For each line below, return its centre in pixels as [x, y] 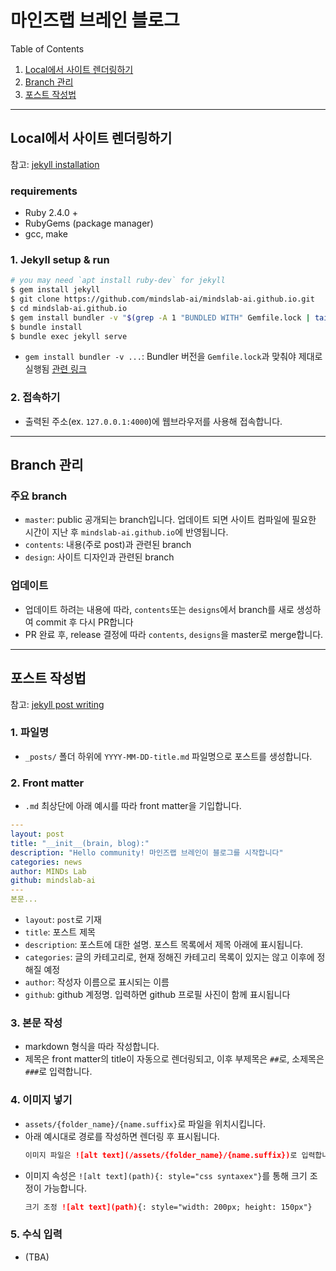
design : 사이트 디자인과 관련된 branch [99, 557]
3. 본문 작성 [36, 1023]
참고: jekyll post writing [57, 704]
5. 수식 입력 [36, 1234]
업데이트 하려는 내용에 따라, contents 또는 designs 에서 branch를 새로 [159, 609]
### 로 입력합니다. [58, 1072]
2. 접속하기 [35, 398]
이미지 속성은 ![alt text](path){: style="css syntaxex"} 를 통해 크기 [166, 1175]
